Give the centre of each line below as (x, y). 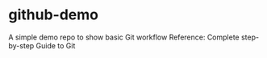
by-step (21, 45)
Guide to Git (56, 45)
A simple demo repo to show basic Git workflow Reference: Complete (124, 37)
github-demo (54, 15)
